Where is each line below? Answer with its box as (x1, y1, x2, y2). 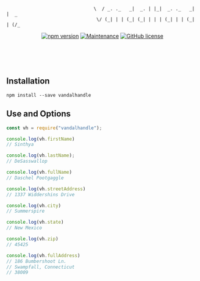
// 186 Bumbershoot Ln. (6, 258, 67, 265)
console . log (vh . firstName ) (6, 136, 75, 142)
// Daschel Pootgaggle (6, 174, 64, 181)
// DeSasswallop (6, 158, 48, 165)
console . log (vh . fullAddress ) (6, 252, 80, 258)
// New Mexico (6, 225, 43, 231)
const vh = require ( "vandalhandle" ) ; (6, 125, 102, 131)
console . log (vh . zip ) (6, 236, 59, 242)
